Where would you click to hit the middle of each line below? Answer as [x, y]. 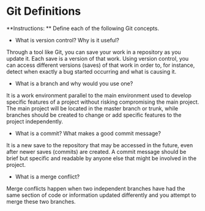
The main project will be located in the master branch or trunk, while [92, 108]
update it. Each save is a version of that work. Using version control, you [98, 58]
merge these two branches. [41, 201]
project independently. [35, 121]
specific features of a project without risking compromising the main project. [103, 102]
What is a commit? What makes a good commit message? [88, 133]
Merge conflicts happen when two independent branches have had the [96, 188]
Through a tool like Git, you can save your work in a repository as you [94, 52]
